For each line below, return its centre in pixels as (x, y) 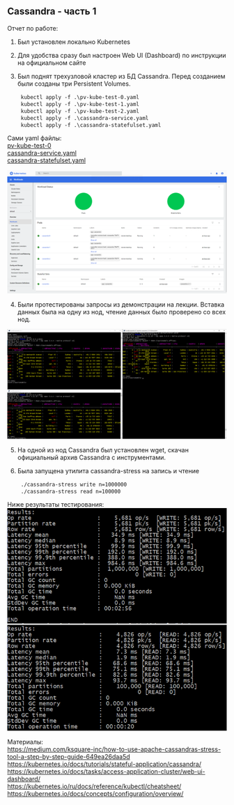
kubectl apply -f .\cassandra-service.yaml (85, 118)
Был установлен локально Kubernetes (74, 42)
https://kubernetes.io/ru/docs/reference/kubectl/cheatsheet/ (94, 786)
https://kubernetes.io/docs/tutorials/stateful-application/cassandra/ (104, 764)
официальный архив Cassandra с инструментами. (91, 457)
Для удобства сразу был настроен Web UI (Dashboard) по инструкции (122, 55)
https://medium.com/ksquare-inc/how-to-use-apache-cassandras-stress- (114, 749)
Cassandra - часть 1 (52, 11)
